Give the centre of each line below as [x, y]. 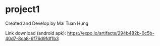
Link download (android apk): [36, 33]
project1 [22, 9]
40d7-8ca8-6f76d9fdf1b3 [32, 38]
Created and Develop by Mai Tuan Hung [47, 23]
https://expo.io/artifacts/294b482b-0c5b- [111, 33]
